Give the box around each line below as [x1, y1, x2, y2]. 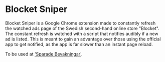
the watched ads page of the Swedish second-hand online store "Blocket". [5, 25, 159, 31]
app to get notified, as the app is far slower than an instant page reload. [5, 41, 153, 47]
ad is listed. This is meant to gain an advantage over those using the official [5, 36, 161, 42]
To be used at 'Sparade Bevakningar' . [5, 51, 83, 57]
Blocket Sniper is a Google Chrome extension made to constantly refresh [5, 20, 156, 26]
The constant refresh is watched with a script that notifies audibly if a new [5, 30, 158, 36]
